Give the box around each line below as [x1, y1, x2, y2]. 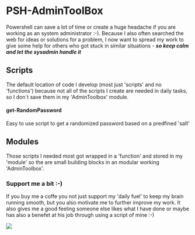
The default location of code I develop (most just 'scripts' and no [6, 81, 162, 88]
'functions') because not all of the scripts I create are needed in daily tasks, [6, 87, 188, 94]
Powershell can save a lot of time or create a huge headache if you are [6, 23, 176, 30]
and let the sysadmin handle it [6, 48, 82, 55]
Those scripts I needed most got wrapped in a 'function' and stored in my [6, 152, 183, 159]
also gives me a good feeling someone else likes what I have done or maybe [6, 205, 190, 212]
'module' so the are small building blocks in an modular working [6, 158, 159, 165]
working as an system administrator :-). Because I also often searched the [6, 29, 184, 36]
